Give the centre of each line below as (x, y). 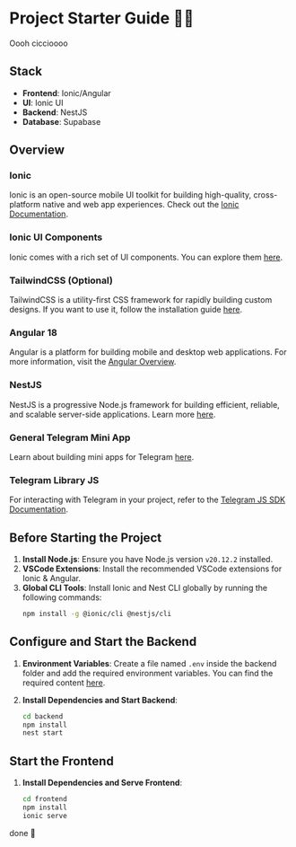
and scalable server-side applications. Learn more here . (113, 414)
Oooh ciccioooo (39, 43)
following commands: (62, 597)
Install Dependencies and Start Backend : (100, 700)
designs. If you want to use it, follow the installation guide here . (126, 310)
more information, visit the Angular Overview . (93, 362)
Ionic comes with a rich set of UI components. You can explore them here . (146, 257)
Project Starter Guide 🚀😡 (102, 18)
